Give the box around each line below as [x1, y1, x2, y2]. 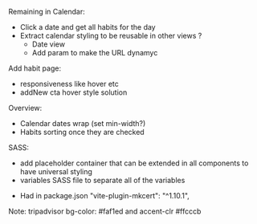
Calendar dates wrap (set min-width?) [19, 119, 146, 128]
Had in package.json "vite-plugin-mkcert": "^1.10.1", [19, 191, 190, 200]
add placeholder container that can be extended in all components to [19, 158, 249, 168]
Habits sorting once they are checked [19, 128, 145, 136]
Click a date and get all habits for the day [19, 22, 156, 31]
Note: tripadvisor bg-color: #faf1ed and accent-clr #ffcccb [8, 206, 202, 216]
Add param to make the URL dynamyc [31, 48, 158, 57]
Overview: [8, 104, 43, 112]
